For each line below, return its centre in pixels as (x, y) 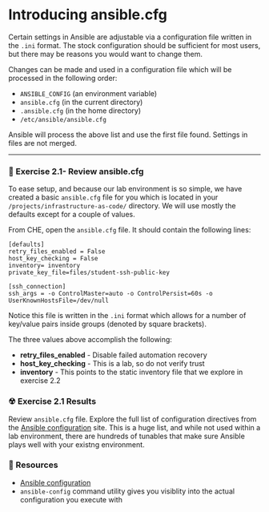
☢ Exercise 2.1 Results (52, 401)
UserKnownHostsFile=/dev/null (59, 301)
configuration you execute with (71, 499)
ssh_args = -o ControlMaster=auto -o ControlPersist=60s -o (111, 294)
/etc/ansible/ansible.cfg (63, 119)
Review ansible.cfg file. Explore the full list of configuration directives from (132, 419)
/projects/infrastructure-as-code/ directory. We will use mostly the (122, 206)
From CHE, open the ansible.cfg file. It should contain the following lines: (130, 230)
